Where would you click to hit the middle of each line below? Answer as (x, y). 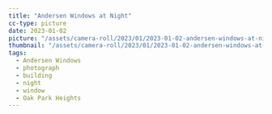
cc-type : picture (38, 23)
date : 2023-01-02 (38, 31)
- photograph (38, 68)
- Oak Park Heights (49, 98)
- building (34, 75)
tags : (17, 53)
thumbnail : (27, 46)
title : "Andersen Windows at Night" (70, 16)
